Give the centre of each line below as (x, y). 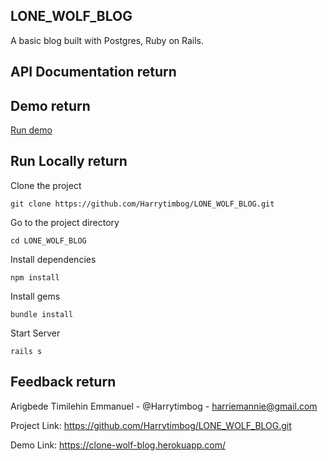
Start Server (35, 333)
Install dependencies (53, 259)
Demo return (50, 105)
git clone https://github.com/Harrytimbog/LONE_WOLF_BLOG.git (142, 204)
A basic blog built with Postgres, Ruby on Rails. (107, 40)
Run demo (31, 130)
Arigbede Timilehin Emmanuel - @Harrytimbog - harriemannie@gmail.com (164, 406)
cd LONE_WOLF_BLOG (48, 240)
